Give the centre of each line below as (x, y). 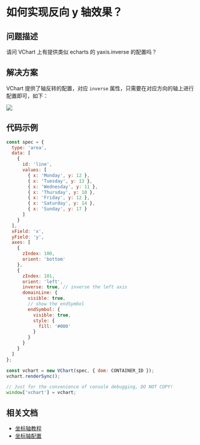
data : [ (21, 153)
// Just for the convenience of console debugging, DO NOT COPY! (89, 387)
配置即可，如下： (27, 95)
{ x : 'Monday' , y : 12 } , (59, 175)
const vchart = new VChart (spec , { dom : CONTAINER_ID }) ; (80, 371)
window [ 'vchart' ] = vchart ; (41, 393)
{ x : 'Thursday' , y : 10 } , (62, 192)
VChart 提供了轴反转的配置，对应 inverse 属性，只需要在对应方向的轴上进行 (100, 88)
